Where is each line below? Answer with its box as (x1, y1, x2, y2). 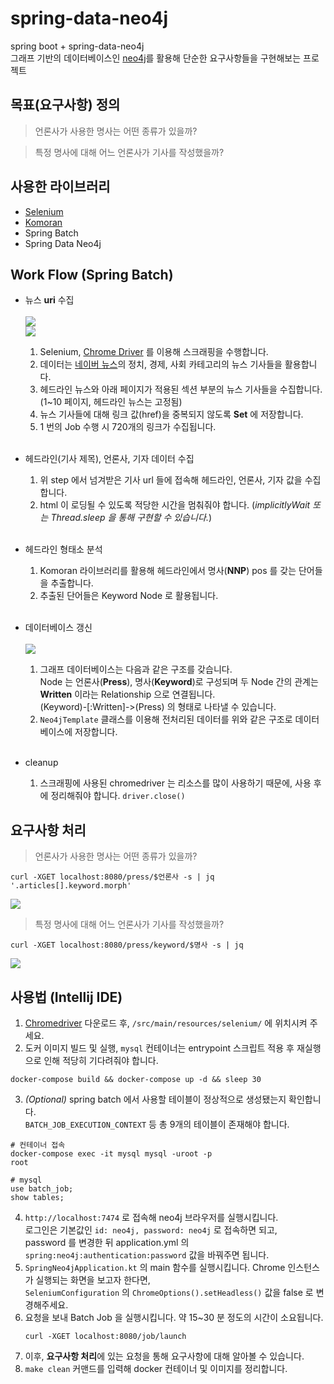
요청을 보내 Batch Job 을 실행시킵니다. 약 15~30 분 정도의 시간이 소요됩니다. (24, 1312, 324, 1323)
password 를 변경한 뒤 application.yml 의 (24, 1237, 190, 1248)
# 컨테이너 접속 (10, 1140, 66, 1150)
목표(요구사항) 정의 (10, 97, 121, 114)
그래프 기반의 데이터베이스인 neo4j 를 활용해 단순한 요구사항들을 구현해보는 (10, 52, 302, 64)
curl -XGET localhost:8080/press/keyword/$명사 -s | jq (10, 940, 244, 951)
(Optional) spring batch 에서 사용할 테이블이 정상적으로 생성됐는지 (24, 1093, 287, 1105)
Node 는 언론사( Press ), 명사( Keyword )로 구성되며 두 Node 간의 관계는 (39, 676, 319, 688)
